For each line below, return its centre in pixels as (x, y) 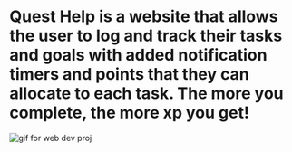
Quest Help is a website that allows (144, 17)
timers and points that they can (129, 75)
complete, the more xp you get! (129, 113)
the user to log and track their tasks (146, 36)
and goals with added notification (138, 55)
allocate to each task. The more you (146, 94)
